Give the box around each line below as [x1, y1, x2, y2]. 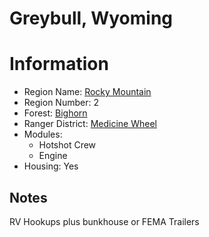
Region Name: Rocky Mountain [23, 86, 152, 98]
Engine [38, 150, 68, 162]
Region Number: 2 [23, 97, 99, 109]
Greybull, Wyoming [9, 7, 174, 30]
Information [9, 53, 109, 76]
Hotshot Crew [38, 139, 97, 151]
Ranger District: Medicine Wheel [23, 118, 157, 130]
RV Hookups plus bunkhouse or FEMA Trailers [9, 215, 200, 227]
